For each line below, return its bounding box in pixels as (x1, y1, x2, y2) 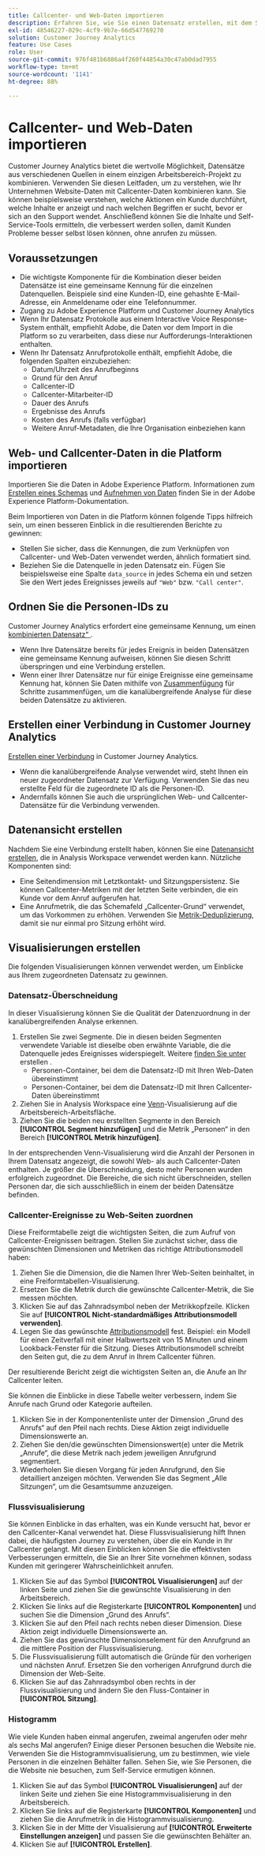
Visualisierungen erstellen (8, 941, 141, 954)
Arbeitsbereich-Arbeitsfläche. (19, 1107, 117, 1117)
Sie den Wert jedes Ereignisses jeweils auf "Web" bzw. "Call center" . (19, 577, 244, 587)
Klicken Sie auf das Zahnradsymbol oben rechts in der (19, 1678, 196, 1687)
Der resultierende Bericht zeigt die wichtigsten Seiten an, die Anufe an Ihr (8, 1367, 247, 1377)
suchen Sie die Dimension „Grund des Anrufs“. (19, 1610, 171, 1620)
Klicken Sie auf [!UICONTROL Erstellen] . (19, 1839, 152, 1849)
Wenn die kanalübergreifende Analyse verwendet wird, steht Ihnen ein (19, 767, 248, 776)
